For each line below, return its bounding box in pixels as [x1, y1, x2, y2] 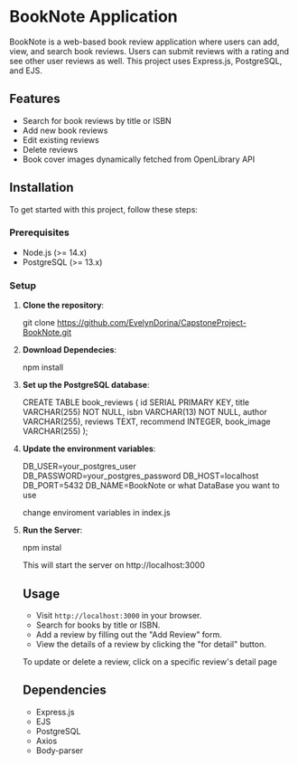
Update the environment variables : [22, 443, 156, 454]
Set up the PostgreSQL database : [22, 380, 150, 391]
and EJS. [9, 65, 43, 76]
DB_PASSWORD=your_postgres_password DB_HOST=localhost [22, 470, 259, 481]
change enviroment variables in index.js [22, 507, 171, 518]
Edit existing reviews [22, 134, 99, 146]
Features [9, 91, 61, 107]
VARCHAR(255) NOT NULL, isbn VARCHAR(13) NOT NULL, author [22, 407, 268, 418]
